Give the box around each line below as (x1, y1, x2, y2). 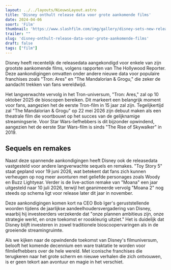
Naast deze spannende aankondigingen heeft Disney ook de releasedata (5, 157, 158, 164)
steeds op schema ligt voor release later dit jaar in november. (5, 190, 133, 196)
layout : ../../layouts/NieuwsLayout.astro (5, 7, 97, 13)
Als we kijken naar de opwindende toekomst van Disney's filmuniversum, (5, 237, 158, 243)
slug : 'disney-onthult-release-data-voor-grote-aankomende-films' (5, 36, 149, 41)
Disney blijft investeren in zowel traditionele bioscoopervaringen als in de (5, 222, 159, 228)
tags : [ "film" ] (5, 46, 38, 51)
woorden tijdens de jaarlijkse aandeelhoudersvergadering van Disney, (5, 206, 152, 212)
